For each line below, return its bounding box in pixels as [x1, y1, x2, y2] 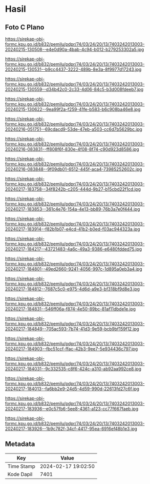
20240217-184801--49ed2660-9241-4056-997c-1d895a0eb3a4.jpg [5, 266, 143, 272]
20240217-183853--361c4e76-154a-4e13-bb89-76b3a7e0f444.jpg [5, 206, 140, 212]
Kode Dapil [7, 471, 33, 478]
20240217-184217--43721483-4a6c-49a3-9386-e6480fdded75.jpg [5, 246, 142, 252]
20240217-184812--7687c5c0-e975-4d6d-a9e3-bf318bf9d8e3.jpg [5, 286, 140, 292]
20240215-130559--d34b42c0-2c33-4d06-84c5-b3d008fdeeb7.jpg [5, 86, 144, 92]
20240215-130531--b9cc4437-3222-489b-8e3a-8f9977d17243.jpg [5, 66, 142, 72]
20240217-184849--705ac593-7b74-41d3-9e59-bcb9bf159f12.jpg [5, 326, 139, 332]
